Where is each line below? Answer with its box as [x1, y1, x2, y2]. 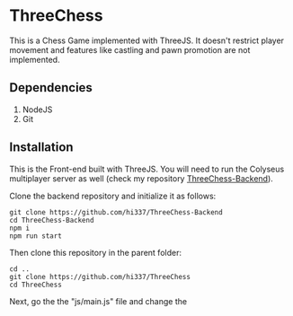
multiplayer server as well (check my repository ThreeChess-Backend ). [9, 172, 274, 184]
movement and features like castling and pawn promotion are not [9, 44, 251, 55]
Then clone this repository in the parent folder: [9, 247, 182, 258]
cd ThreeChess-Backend [9, 215, 94, 224]
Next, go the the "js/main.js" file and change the [9, 295, 187, 306]
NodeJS [22, 104, 53, 115]
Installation [9, 140, 74, 155]
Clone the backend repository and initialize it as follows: [9, 190, 217, 201]
